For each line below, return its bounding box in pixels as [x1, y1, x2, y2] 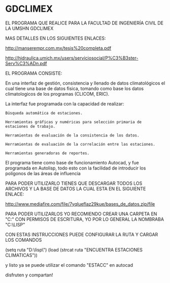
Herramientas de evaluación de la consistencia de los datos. [5, 133, 140, 138]
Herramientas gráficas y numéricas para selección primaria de [5, 119, 142, 125]
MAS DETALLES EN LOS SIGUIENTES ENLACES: [5, 35, 106, 41]
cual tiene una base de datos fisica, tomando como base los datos [5, 85, 144, 92]
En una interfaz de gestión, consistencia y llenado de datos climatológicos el [5, 80, 165, 86]
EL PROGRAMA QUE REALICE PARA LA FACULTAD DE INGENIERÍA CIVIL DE [5, 20, 164, 26]
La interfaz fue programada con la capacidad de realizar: [5, 100, 124, 107]
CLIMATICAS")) [5, 252, 38, 258]
